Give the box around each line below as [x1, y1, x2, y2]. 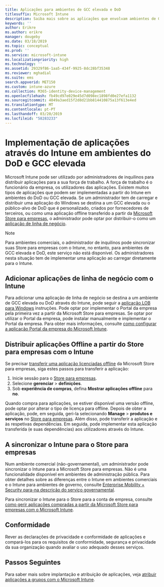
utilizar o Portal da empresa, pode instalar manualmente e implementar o [5, 316, 151, 322]
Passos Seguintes [5, 558, 61, 567]
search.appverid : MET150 [5, 80, 56, 84]
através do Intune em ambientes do [5, 147, 151, 159]
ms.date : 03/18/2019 [5, 39, 47, 44]
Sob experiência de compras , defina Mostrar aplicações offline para [12, 386, 153, 392]
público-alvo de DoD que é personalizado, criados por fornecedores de [5, 205, 149, 211]
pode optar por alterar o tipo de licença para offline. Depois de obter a [5, 405, 146, 411]
